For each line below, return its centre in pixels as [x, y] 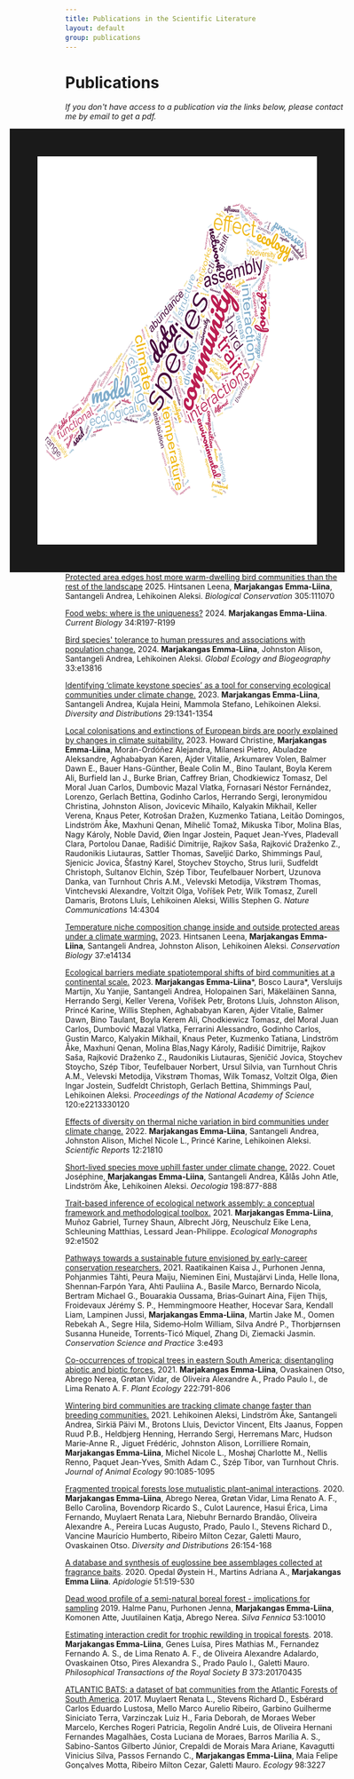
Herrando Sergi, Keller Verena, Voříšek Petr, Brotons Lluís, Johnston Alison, [202, 1001]
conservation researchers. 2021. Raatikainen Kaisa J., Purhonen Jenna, [195, 1268]
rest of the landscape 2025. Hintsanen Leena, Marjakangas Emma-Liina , [199, 586]
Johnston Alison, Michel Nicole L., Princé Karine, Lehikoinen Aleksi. [188, 1141]
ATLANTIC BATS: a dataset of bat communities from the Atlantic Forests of [201, 1689]
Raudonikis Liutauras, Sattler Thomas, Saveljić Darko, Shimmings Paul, [194, 854]
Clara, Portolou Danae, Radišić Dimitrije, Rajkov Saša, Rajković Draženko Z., [203, 844]
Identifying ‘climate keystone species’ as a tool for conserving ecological [198, 685]
